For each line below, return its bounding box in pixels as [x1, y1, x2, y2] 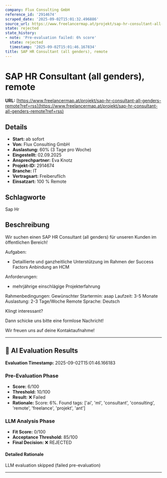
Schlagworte [5, 193, 46, 201]
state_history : [5, 30, 37, 35]
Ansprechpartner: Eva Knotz [12, 157, 73, 163]
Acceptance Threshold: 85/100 [12, 434, 78, 440]
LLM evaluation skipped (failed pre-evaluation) [5, 463, 101, 469]
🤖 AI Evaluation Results [5, 347, 79, 355]
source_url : [5, 21, 30, 26]
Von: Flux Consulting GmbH [12, 141, 70, 147]
